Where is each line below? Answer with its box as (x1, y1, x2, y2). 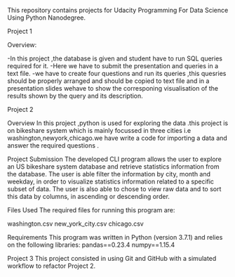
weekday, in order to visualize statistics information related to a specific (7, 177, 215, 186)
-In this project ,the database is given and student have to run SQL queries (7, 54, 223, 63)
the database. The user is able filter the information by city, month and (7, 170, 211, 178)
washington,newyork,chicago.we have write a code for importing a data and (7, 134, 228, 142)
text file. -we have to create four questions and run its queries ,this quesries (7, 70, 227, 77)
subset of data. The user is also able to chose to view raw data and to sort (7, 185, 222, 193)
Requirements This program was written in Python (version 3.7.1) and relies (7, 233, 223, 241)
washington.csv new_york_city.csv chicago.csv (7, 219, 144, 228)
